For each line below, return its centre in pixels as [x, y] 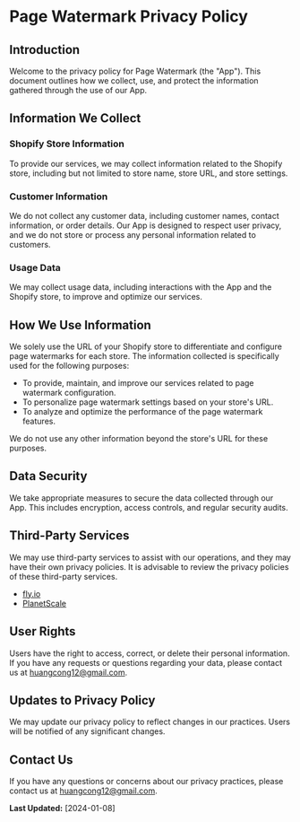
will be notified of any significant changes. [87, 731]
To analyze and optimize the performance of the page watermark [142, 412]
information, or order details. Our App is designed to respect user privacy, [146, 225]
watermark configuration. [69, 393]
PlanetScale [44, 603]
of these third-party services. [64, 576]
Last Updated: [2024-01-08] [62, 809]
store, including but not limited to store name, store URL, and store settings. [149, 173]
